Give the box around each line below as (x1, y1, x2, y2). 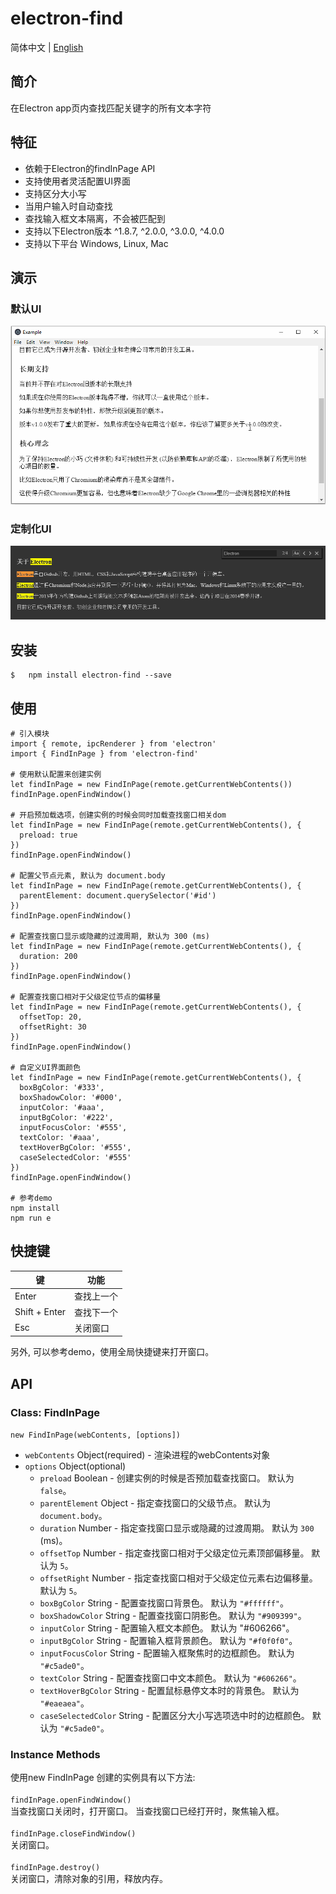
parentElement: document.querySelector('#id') (19, 890, 217, 901)
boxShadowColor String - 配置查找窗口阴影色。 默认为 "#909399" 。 (39, 1610, 307, 1622)
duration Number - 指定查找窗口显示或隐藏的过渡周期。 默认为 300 (39, 1522, 315, 1534)
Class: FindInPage (10, 1405, 100, 1419)
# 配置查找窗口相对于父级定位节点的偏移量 (10, 992, 162, 1002)
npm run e (10, 1213, 52, 1223)
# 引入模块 (10, 728, 50, 739)
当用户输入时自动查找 (24, 200, 113, 212)
